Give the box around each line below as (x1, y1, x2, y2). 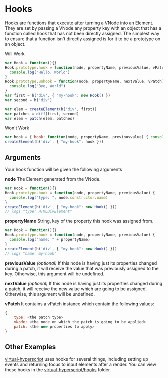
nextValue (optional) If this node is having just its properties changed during (5, 280, 163, 286)
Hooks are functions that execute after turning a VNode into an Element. (5, 20, 154, 26)
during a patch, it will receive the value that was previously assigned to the (5, 265, 159, 271)
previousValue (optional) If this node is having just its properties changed (5, 260, 157, 266)
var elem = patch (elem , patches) (5, 116, 75, 121)
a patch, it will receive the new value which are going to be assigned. (5, 286, 147, 292)
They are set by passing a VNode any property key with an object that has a (5, 25, 161, 31)
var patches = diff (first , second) (5, 111, 79, 116)
